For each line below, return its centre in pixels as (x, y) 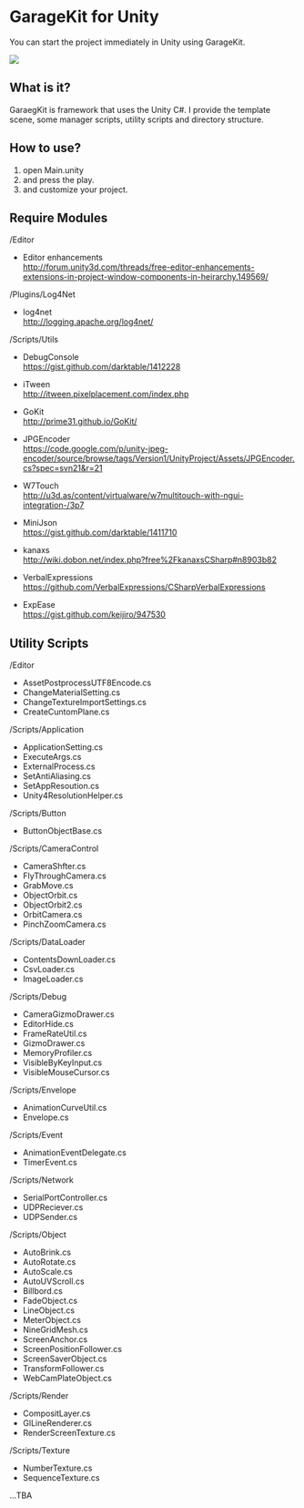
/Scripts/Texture (40, 1451)
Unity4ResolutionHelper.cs (73, 795)
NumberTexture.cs (57, 1468)
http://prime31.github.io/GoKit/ (80, 422)
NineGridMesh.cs (55, 1330)
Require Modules (59, 217)
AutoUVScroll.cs (53, 1281)
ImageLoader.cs (53, 979)
